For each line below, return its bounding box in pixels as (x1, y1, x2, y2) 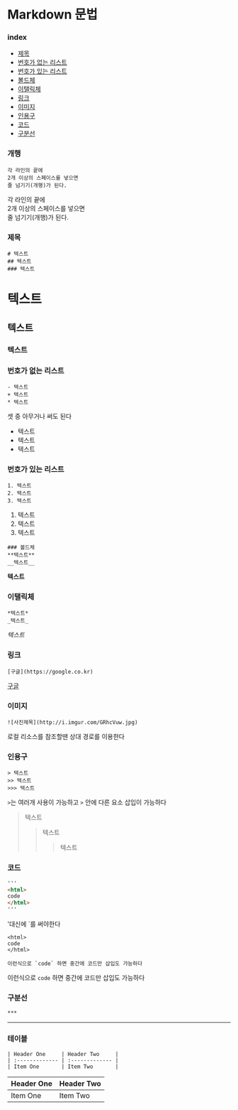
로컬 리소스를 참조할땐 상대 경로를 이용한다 (7, 733, 125, 741)
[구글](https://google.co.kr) (7, 668, 93, 675)
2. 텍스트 (7, 490, 32, 497)
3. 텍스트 (7, 497, 32, 505)
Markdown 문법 (7, 6, 98, 23)
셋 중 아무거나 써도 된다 (7, 411, 72, 420)
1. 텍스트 (7, 483, 32, 490)
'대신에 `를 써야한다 (7, 920, 61, 928)
